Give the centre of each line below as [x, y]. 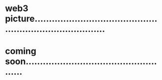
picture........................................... [81, 19]
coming [21, 51]
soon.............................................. [81, 62]
